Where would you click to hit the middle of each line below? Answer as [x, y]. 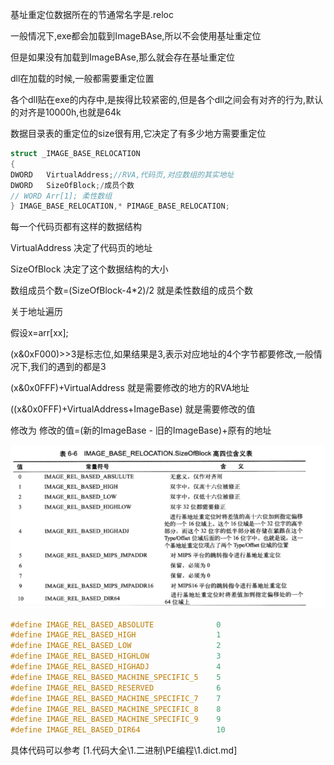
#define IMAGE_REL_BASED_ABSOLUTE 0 [116, 624]
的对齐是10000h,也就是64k [66, 112]
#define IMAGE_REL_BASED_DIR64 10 [118, 730]
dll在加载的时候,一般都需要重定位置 [82, 78]
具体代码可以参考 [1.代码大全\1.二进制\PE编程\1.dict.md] [124, 750]
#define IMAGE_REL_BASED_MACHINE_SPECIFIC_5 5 [116, 677]
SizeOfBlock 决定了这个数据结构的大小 [89, 269]
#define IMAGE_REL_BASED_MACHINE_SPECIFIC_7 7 [116, 698]
